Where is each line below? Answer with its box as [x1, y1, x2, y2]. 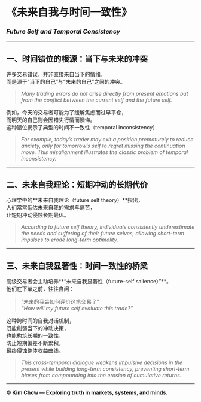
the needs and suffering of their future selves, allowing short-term [20, 230, 184, 237]
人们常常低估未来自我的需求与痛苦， [6, 204, 96, 211]
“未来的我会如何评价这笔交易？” [20, 298, 100, 305]
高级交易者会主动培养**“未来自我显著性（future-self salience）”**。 [6, 277, 172, 285]
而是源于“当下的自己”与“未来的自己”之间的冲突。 [6, 78, 126, 86]
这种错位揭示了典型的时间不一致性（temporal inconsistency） [6, 124, 159, 131]
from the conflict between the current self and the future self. [20, 96, 172, 104]
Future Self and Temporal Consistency [6, 28, 121, 36]
